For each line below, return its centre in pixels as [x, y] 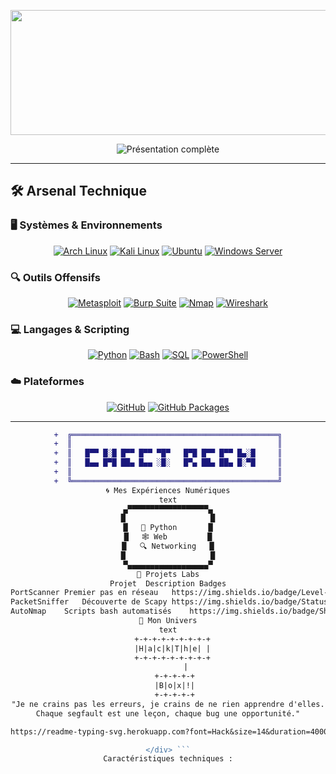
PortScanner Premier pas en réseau [84, 593]
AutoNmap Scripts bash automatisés [91, 611]
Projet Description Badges [168, 583]
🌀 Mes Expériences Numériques [168, 490]
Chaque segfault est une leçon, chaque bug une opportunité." [168, 713]
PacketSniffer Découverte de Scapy [89, 602]
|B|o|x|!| [174, 686]
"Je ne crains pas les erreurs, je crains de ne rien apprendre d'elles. [168, 704]
